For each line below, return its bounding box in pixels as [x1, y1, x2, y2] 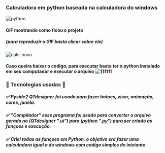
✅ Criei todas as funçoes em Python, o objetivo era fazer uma [6, 136, 139, 142]
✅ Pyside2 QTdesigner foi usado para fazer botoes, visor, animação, [6, 93, 154, 100]
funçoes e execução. [6, 123, 51, 129]
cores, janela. [6, 99, 36, 105]
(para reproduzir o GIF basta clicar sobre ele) [6, 39, 103, 45]
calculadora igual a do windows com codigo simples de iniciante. [6, 141, 147, 148]
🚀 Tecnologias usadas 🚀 [6, 81, 66, 88]
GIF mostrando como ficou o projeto [6, 27, 83, 33]
